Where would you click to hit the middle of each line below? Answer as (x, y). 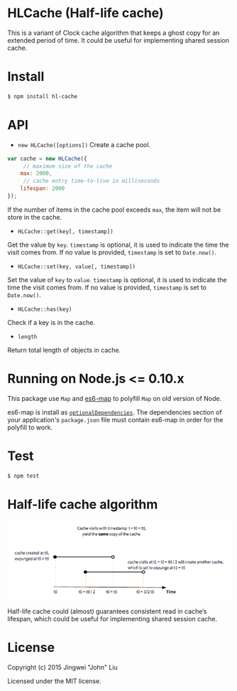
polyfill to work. (30, 427)
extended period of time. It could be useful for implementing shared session (118, 40)
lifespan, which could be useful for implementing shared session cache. (112, 618)
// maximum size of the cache (68, 166)
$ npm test (23, 476)
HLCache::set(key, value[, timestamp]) (77, 267)
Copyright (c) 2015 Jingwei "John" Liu (63, 667)
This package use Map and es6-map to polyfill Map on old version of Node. (115, 398)
